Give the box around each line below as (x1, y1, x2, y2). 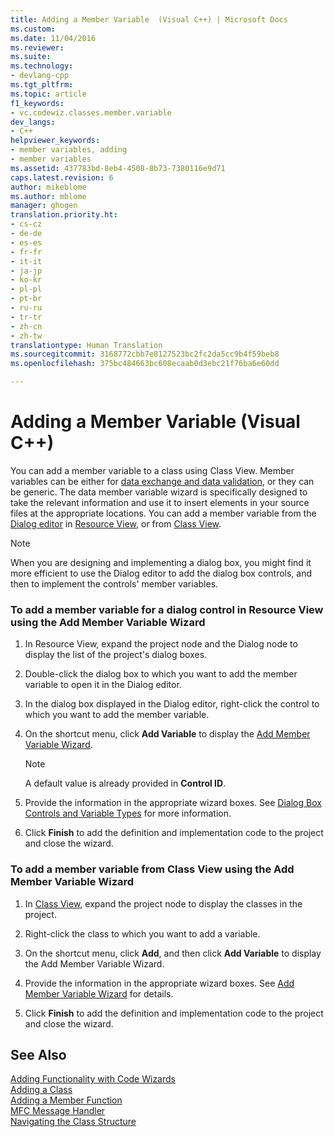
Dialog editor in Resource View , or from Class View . (10, 517, 222, 530)
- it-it (10, 256, 43, 266)
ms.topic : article (10, 89, 87, 99)
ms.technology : (10, 61, 74, 71)
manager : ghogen (10, 201, 78, 211)
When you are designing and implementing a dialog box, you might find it (10, 556, 312, 568)
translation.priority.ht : (10, 210, 118, 220)
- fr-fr (10, 247, 43, 257)
